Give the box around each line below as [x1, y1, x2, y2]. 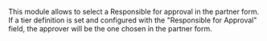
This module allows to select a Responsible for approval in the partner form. [8, 7, 260, 16]
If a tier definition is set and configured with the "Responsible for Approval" [8, 15, 257, 25]
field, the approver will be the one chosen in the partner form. [8, 24, 212, 33]
